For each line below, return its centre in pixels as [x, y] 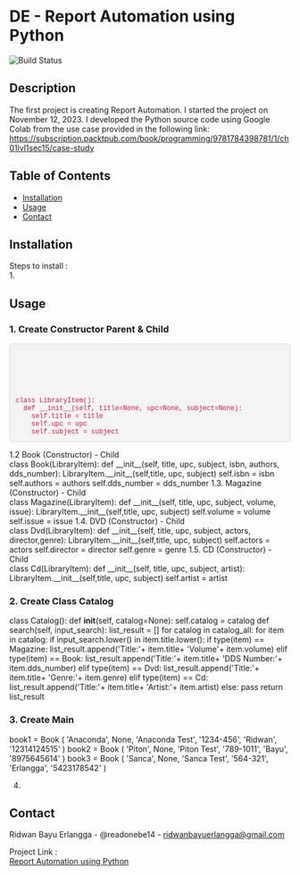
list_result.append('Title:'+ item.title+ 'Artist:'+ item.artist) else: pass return [146, 687]
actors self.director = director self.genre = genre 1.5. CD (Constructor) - [141, 550]
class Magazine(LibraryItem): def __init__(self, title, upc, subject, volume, [143, 502]
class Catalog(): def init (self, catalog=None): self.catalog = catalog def [139, 621]
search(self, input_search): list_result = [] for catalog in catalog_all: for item [146, 630]
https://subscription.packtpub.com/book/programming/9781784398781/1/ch [149, 138]
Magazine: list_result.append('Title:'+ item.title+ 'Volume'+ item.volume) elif [149, 649]
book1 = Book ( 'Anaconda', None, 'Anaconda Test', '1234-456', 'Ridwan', [143, 739]
